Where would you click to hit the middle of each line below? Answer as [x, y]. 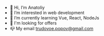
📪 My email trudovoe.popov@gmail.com [52, 28]
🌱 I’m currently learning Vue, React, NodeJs [54, 18]
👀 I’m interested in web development [47, 13]
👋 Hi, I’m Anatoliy [27, 8]
